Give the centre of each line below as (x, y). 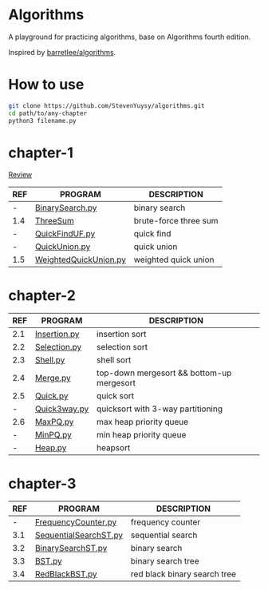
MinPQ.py (53, 435)
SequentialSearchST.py (79, 535)
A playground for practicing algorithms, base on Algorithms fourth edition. (130, 37)
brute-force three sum (176, 221)
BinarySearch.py (66, 208)
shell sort (114, 360)
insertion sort (122, 335)
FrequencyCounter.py (76, 522)
